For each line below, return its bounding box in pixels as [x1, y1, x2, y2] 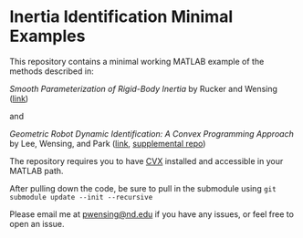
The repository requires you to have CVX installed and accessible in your [9, 155, 284, 166]
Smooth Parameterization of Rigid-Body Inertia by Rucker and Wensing [9, 83, 278, 94]
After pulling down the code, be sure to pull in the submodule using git [9, 182, 277, 193]
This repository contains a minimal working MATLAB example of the [9, 56, 265, 67]
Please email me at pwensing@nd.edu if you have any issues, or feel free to [9, 208, 295, 220]
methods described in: [9, 66, 94, 77]
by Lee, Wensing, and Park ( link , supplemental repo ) [9, 138, 206, 149]
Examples [9, 26, 86, 47]
